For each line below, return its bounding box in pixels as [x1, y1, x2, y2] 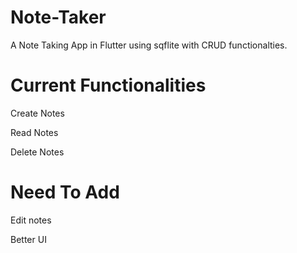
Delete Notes [10, 146, 65, 158]
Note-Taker [10, 6, 107, 29]
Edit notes [10, 214, 52, 226]
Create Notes [10, 107, 65, 119]
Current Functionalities [10, 74, 207, 97]
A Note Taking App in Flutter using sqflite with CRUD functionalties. [10, 39, 288, 51]
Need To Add [10, 181, 120, 204]
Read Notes [10, 126, 59, 138]
